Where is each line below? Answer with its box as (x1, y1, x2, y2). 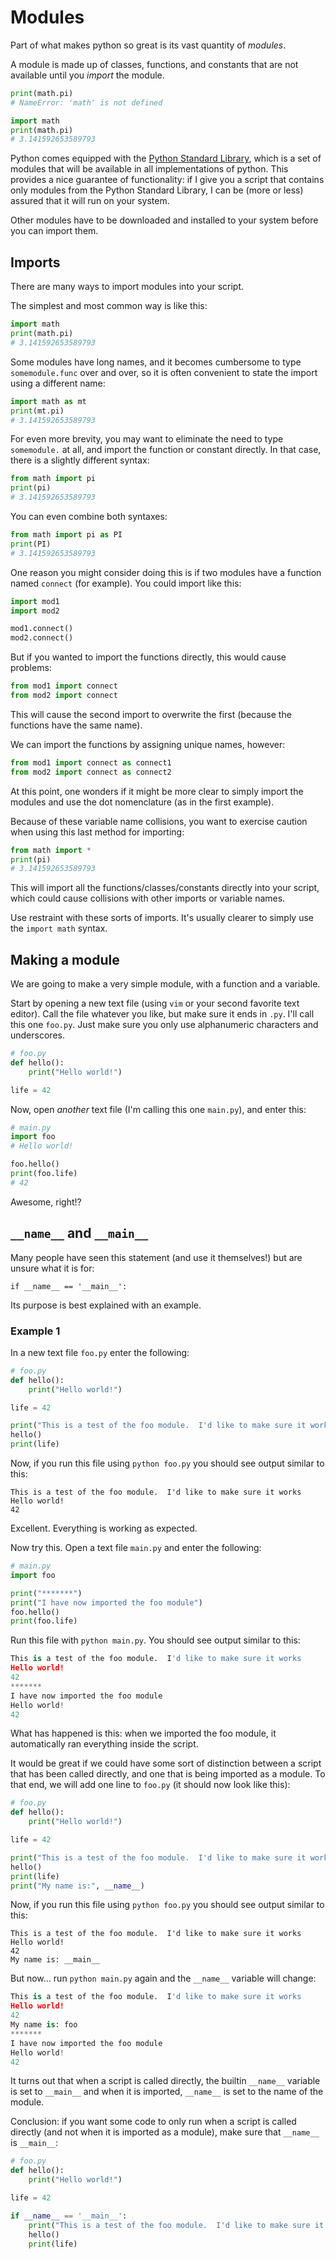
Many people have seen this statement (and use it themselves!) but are (10, 1251, 303, 1263)
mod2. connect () (10, 633, 74, 643)
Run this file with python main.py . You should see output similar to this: (10, 1634, 301, 1646)
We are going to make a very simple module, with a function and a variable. (10, 978, 321, 990)
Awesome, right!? (10, 1196, 82, 1208)
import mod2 (10, 606, 60, 616)
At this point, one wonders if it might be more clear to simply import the (10, 785, 304, 797)
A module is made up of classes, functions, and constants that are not (10, 58, 299, 70)
